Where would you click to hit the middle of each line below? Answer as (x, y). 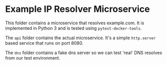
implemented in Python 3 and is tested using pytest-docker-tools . (73, 28)
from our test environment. (33, 58)
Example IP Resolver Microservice (77, 9)
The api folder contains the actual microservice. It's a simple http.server (80, 38)
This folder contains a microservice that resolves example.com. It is (75, 23)
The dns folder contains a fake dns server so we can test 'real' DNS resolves (84, 53)
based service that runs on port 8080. (44, 43)
